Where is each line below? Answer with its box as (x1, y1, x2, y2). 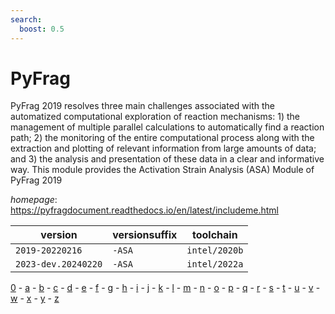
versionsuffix (112, 228, 178, 242)
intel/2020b (186, 245, 244, 256)
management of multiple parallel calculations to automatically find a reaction (10, 121, 325, 133)
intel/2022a (186, 259, 244, 270)
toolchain (192, 228, 238, 242)
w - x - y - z (10, 292, 60, 305)
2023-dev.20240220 (15, 259, 103, 270)
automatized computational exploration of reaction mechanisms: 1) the (10, 111, 300, 123)
